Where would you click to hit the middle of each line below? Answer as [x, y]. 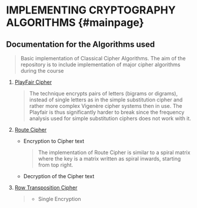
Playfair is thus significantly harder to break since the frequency [107, 112]
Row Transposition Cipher [46, 187]
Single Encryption [59, 199]
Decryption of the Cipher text [59, 176]
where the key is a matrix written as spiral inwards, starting [109, 158]
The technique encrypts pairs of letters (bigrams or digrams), [103, 93]
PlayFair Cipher [33, 82]
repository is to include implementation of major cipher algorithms [100, 64]
